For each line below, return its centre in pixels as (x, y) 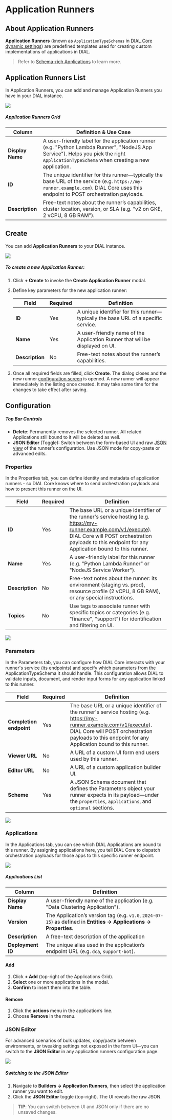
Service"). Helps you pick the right (84, 154)
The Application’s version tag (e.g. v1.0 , (93, 915)
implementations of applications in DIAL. (48, 52)
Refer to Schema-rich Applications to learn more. (70, 62)
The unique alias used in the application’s (95, 945)
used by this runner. (94, 759)
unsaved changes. (37, 1112)
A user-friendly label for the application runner (99, 141)
